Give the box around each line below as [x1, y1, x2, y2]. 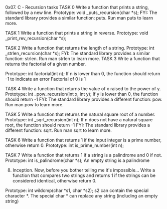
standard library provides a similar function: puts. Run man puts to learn [5, 15, 153, 21]
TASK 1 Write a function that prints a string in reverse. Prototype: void [5, 30, 148, 36]
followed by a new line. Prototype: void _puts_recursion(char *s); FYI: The [5, 10, 157, 16]
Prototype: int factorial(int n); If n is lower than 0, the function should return [5, 71, 160, 77]
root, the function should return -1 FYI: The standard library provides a [5, 122, 150, 128]
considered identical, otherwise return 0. [12, 178, 97, 183]
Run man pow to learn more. [5, 102, 64, 107]
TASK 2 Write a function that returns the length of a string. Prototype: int [5, 45, 154, 51]
